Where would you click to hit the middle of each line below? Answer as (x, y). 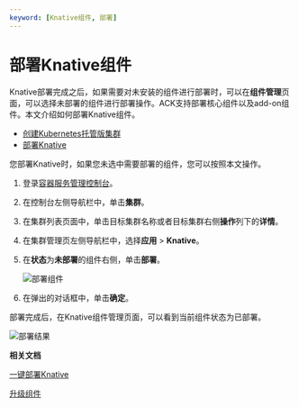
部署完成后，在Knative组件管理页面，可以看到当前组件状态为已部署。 (138, 317)
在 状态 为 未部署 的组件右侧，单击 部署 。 (93, 259)
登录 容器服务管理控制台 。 (70, 183)
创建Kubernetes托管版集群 (72, 133)
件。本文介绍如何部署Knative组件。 (75, 114)
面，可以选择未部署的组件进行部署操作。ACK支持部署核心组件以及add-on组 (149, 103)
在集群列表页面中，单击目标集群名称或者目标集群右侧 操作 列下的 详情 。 (153, 221)
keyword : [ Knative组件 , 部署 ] (63, 18)
